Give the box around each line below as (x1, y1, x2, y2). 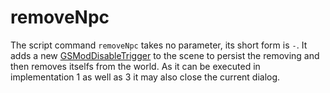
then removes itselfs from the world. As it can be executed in (10, 60, 261, 72)
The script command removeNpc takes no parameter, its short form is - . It (10, 39, 308, 51)
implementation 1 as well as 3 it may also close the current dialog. (10, 71, 281, 83)
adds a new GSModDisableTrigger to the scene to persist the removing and (10, 49, 320, 61)
